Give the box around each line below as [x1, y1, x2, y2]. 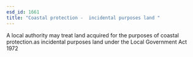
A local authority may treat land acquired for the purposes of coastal [6, 31, 180, 39]
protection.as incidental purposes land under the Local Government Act [6, 38, 187, 45]
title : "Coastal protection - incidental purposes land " [6, 15, 161, 21]
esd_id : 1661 [6, 9, 40, 15]
